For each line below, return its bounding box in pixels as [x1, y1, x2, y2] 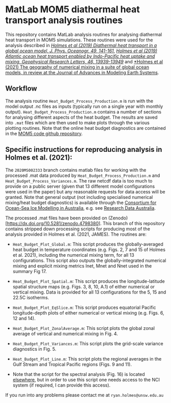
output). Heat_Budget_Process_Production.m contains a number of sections [5, 108, 162, 115]
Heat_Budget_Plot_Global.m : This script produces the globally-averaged [12, 241, 163, 247]
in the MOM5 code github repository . [5, 130, 83, 137]
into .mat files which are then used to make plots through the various [5, 119, 150, 126]
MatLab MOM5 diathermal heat [5, 4, 140, 15]
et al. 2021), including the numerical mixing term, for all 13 [12, 252, 134, 258]
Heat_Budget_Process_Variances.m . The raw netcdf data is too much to [5, 177, 153, 184]
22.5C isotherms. [12, 294, 50, 300]
